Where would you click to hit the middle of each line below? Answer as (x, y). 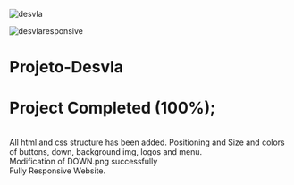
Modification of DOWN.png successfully (84, 162)
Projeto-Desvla (66, 67)
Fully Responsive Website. (58, 171)
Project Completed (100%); (113, 108)
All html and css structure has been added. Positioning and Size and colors (147, 142)
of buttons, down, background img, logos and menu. (106, 152)
